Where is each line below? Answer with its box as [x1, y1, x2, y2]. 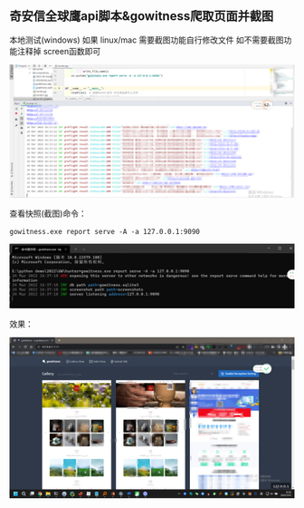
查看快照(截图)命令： [9, 208, 88, 220]
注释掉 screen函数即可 [16, 45, 101, 56]
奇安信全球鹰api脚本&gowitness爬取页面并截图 [9, 8, 274, 24]
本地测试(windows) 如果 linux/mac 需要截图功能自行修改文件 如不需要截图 [9, 34, 284, 45]
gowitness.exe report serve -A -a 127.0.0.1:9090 [9, 228, 201, 237]
